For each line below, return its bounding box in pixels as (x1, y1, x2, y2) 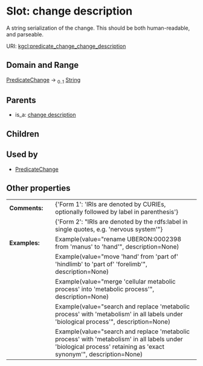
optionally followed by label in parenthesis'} (55, 208, 179, 216)
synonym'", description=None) (55, 350, 143, 359)
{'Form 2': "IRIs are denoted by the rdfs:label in (55, 218, 188, 226)
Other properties (6, 183, 71, 193)
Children (6, 128, 39, 139)
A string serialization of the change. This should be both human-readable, (6, 24, 190, 32)
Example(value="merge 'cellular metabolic (55, 278, 176, 286)
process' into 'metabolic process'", (55, 285, 155, 293)
